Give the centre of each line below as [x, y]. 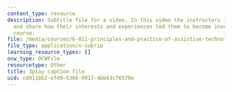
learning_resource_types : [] [49, 53]
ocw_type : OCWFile [33, 59]
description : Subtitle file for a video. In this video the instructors [114, 20]
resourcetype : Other [37, 65]
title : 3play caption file [46, 71]
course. [25, 33]
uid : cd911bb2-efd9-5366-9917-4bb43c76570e [71, 78]
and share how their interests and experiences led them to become [113, 26]
